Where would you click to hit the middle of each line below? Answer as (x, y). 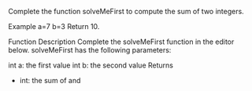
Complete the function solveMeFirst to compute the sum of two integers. (126, 11)
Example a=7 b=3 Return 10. (54, 26)
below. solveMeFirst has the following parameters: (90, 50)
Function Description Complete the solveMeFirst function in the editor (121, 42)
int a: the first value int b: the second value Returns (91, 65)
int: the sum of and (50, 80)
